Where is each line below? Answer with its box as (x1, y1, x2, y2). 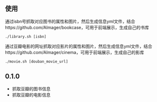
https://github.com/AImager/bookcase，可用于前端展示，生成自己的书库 (5, 24, 149, 30)
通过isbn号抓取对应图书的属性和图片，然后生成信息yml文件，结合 (5, 18, 136, 24)
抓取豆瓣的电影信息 (12, 92, 51, 98)
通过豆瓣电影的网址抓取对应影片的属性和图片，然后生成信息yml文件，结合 (5, 43, 153, 49)
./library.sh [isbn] (5, 34, 47, 39)
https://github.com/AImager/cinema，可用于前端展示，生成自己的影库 (5, 49, 144, 55)
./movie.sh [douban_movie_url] (5, 59, 68, 64)
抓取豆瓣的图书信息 (12, 85, 51, 91)
